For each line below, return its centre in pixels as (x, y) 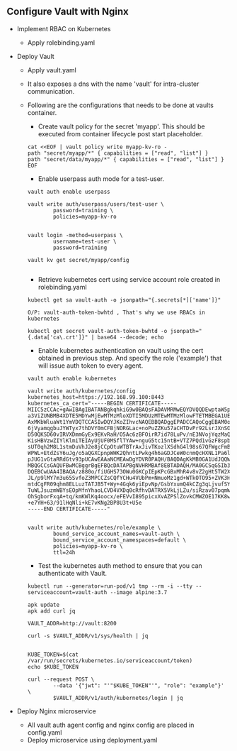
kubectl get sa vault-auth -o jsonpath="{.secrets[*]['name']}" (124, 300)
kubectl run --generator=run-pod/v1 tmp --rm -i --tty (110, 586)
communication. (51, 91)
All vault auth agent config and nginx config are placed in (111, 725)
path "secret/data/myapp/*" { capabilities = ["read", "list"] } (126, 159)
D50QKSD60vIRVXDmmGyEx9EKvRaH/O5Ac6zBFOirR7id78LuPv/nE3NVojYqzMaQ (129, 434)
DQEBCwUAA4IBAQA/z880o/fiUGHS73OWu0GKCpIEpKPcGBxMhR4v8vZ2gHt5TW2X (129, 471)
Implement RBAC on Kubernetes (64, 28)
